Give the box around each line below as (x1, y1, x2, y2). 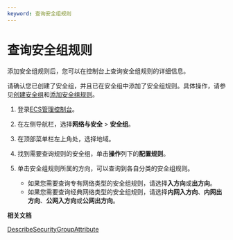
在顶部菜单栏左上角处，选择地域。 (17, 134, 115, 143)
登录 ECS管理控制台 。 (17, 105, 78, 113)
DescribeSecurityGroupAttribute (7, 225, 99, 233)
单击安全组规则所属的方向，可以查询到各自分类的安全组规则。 (17, 164, 194, 173)
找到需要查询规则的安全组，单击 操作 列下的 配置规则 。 (17, 149, 170, 157)
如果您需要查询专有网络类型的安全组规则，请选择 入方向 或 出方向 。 (27, 179, 216, 187)
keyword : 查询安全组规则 (7, 10, 71, 17)
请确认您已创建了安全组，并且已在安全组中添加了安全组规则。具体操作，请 (7, 81, 220, 90)
